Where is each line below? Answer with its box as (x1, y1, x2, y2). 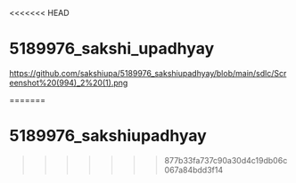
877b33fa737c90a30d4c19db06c (164, 155, 288, 165)
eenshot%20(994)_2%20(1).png (9, 77, 128, 88)
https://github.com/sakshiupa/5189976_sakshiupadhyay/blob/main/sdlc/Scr (9, 68, 287, 78)
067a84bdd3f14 (164, 164, 224, 175)
